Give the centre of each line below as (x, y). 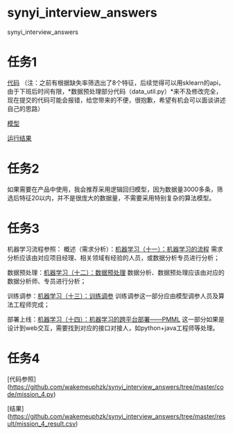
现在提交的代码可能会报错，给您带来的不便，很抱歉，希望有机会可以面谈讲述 (116, 100)
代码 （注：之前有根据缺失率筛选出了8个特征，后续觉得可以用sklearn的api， (116, 83)
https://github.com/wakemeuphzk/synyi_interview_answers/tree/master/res (118, 416)
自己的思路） (25, 108)
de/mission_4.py (31, 394)
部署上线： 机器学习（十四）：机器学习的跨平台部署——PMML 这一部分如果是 (116, 319)
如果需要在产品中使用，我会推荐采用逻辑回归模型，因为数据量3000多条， (112, 189)
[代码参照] (22, 379)
